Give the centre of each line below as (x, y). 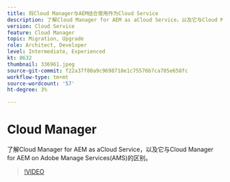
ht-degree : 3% (27, 90)
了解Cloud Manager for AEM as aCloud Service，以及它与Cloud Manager (110, 149)
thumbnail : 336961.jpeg (41, 64)
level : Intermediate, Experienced (56, 52)
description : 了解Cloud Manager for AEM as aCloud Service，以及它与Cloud (112, 20)
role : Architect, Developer (47, 45)
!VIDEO (34, 172)
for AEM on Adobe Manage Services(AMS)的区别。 (79, 158)
